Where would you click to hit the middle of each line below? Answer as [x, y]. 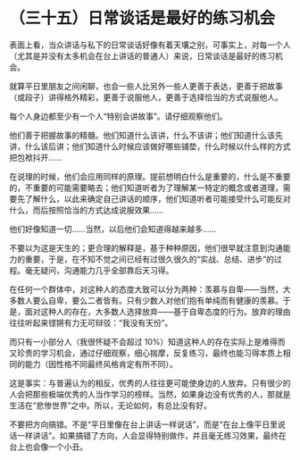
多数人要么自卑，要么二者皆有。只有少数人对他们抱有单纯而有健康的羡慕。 [146, 300]
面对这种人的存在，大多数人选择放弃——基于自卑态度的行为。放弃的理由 [158, 311]
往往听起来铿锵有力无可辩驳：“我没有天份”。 [91, 322]
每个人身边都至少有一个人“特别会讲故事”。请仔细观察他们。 [118, 116]
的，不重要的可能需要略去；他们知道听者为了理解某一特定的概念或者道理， [146, 188]
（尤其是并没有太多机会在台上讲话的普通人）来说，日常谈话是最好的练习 [142, 55]
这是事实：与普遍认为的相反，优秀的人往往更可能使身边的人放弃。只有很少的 [150, 383]
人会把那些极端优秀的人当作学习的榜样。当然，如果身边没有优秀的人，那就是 [150, 394]
